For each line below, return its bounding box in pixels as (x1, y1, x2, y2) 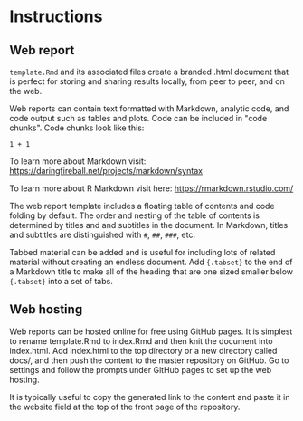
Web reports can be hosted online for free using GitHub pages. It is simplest (9, 326, 293, 337)
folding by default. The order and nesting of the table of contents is (9, 210, 260, 221)
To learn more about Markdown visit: (9, 156, 147, 167)
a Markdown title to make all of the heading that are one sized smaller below (9, 266, 294, 277)
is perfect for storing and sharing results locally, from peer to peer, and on (9, 76, 285, 87)
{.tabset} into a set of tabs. (9, 276, 113, 286)
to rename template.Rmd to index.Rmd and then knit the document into (9, 335, 273, 346)
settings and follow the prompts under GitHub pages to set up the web (9, 364, 272, 375)
